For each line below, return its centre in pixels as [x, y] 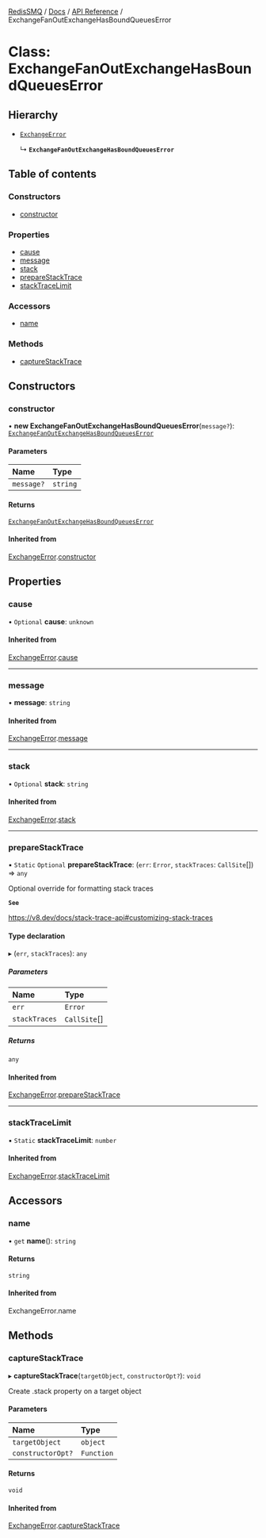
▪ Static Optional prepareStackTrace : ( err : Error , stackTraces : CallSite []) [131, 865]
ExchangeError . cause [43, 657]
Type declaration [37, 936]
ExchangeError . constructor [52, 556]
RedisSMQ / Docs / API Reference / [66, 12]
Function [97, 1453]
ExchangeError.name [42, 1311]
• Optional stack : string [48, 784]
